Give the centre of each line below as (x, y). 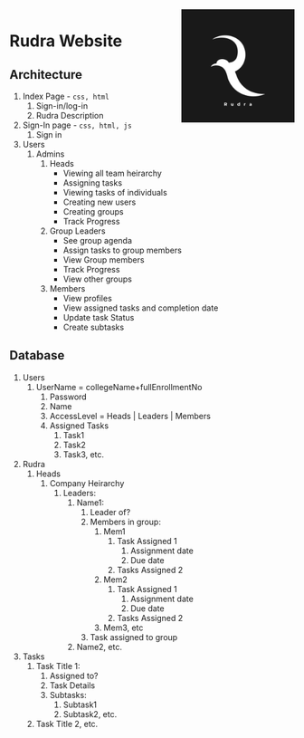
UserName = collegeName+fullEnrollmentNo (119, 387)
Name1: (90, 503)
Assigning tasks (93, 183)
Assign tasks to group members (123, 250)
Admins (50, 154)
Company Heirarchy (87, 483)
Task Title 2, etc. (67, 724)
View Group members (104, 260)
